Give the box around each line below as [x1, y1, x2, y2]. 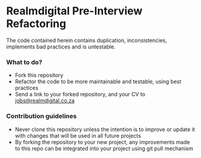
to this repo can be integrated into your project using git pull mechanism [14, 145, 194, 152]
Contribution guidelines [6, 112, 77, 120]
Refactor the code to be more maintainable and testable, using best [14, 78, 182, 85]
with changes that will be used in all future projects [14, 132, 141, 139]
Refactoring [6, 17, 67, 31]
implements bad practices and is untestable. [6, 43, 116, 50]
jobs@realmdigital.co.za [14, 97, 75, 104]
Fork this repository [14, 72, 64, 79]
